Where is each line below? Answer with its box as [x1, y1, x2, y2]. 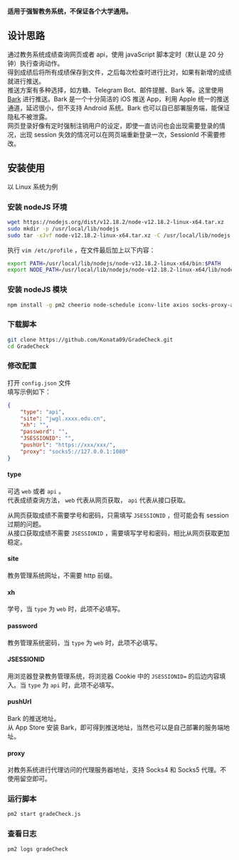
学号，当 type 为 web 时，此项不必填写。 [7, 605, 124, 613]
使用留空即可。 [7, 774, 51, 783]
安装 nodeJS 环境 [7, 202, 68, 212]
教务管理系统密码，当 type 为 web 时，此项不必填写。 [7, 638, 161, 647]
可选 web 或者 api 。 [7, 486, 65, 495]
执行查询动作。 [19, 58, 64, 67]
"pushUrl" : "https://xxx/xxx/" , [20, 441, 116, 449]
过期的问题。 [7, 520, 45, 528]
